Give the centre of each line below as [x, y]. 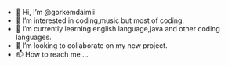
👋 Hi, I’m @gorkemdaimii [55, 12]
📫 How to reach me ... [52, 54]
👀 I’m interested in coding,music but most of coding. [100, 20]
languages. [34, 37]
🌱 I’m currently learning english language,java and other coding [118, 29]
